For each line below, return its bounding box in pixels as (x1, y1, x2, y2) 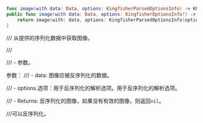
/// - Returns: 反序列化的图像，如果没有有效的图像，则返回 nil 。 (6, 97, 164, 104)
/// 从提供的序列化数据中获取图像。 (6, 34, 94, 42)
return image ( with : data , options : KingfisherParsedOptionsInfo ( (17, 17, 185, 23)
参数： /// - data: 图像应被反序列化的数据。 (6, 71, 113, 78)
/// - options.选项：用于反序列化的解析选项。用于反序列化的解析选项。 (6, 84, 181, 92)
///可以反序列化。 (6, 110, 50, 117)
